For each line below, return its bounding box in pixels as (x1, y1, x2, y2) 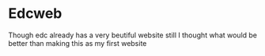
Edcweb (8, 5, 62, 23)
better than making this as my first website (8, 38, 147, 47)
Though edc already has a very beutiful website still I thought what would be (8, 30, 258, 40)
